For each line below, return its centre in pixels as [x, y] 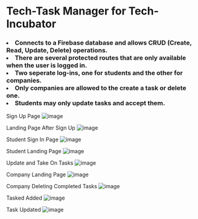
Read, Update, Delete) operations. [57, 51]
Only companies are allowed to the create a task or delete [101, 88]
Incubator [31, 24]
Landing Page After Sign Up [41, 128]
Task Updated [24, 210]
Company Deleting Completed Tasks [52, 186]
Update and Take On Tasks [40, 163]
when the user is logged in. [47, 66]
